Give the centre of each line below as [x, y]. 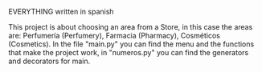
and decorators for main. [49, 61]
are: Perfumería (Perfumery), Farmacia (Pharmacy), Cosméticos [115, 36]
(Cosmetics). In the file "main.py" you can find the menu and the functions [131, 44]
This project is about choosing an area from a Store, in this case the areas [131, 27]
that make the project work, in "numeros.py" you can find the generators [129, 52]
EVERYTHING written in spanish [61, 12]
